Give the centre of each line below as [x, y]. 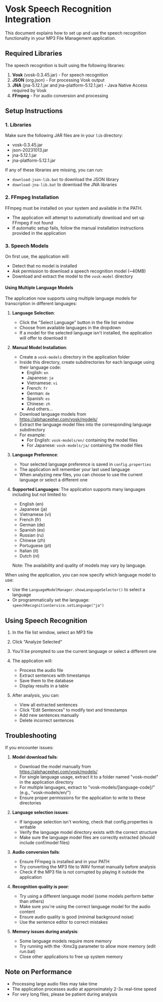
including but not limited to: [40, 494]
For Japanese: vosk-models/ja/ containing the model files [85, 445]
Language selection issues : [41, 812]
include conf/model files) [44, 843]
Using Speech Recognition [46, 620]
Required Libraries [34, 54]
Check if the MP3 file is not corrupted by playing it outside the [82, 872]
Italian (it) [29, 551]
